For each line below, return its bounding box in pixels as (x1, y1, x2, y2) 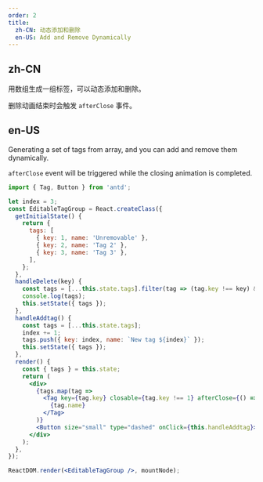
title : (8, 19, 30, 27)
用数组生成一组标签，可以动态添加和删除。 (8, 84, 146, 94)
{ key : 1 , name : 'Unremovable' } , (36, 234, 149, 242)
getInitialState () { (15, 212, 82, 220)
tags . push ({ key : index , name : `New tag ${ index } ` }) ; (22, 336, 205, 344)
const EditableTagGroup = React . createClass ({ (8, 205, 163, 212)
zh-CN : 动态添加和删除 (15, 26, 81, 34)
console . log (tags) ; (22, 292, 86, 300)
